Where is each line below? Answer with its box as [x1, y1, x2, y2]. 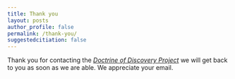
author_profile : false [7, 23, 74, 30]
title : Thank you [7, 10, 59, 18]
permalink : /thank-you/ [7, 30, 78, 37]
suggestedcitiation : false [7, 37, 87, 44]
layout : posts [7, 17, 49, 24]
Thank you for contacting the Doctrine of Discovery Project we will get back [7, 56, 228, 64]
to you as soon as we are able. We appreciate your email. [7, 63, 174, 72]
